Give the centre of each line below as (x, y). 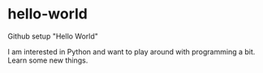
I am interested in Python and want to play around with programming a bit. (131, 51)
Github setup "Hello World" (53, 36)
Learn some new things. (48, 60)
